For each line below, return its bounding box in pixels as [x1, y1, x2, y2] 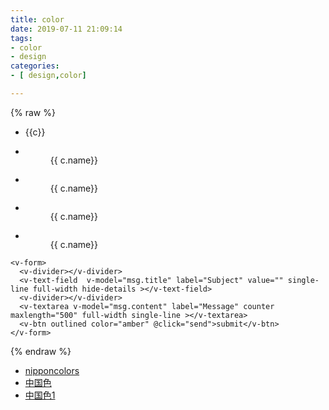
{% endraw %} [10, 345, 72, 357]
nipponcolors [24, 364, 80, 376]
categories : [10, 61, 60, 71]
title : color [10, 14, 65, 25]
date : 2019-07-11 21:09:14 [10, 24, 123, 34]
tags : [10, 33, 33, 43]
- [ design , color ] [10, 71, 87, 81]
